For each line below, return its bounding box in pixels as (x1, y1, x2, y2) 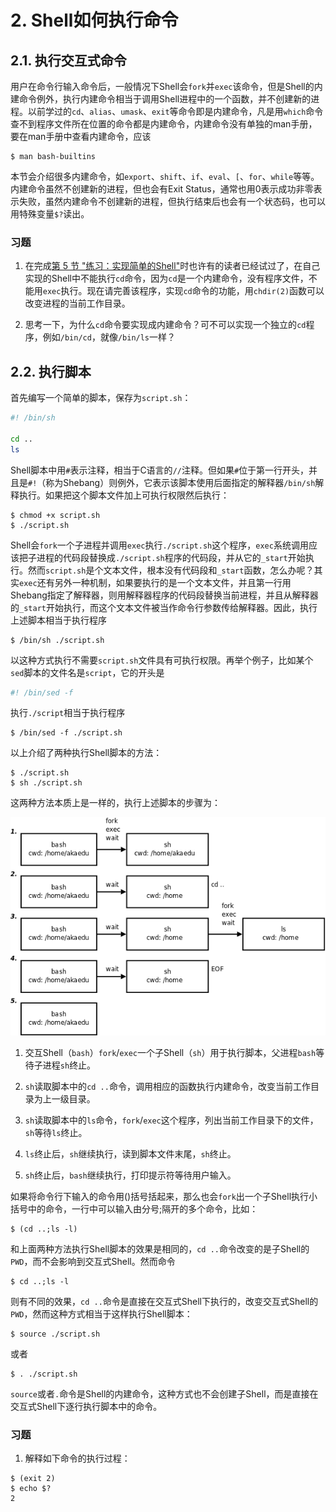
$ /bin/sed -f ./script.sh (10, 728, 123, 738)
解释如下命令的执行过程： (24, 1452, 131, 1464)
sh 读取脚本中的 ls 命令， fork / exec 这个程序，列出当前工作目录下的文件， (24, 1114, 319, 1126)
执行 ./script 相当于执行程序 (10, 707, 126, 719)
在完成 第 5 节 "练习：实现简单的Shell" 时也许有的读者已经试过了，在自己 (24, 260, 321, 272)
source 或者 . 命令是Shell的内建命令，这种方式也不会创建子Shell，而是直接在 (10, 1387, 319, 1400)
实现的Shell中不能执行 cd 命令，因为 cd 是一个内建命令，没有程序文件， (24, 272, 309, 285)
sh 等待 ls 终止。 (24, 1126, 88, 1138)
